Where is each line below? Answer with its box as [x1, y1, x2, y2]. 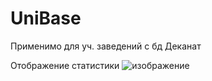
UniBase [10, 7, 82, 30]
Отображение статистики [10, 59, 120, 71]
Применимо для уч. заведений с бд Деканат [10, 40, 202, 52]
